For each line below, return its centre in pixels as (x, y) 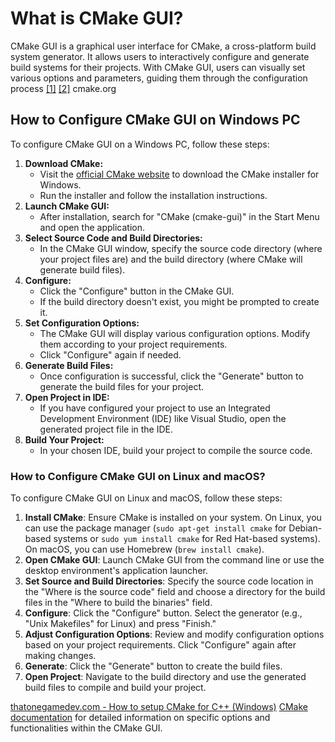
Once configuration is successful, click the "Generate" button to (171, 376)
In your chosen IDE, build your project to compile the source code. (176, 450)
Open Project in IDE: (67, 397)
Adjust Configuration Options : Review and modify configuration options (174, 634)
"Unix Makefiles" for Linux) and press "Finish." (120, 624)
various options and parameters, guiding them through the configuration (159, 78)
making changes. (60, 656)
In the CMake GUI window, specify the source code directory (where (181, 248)
